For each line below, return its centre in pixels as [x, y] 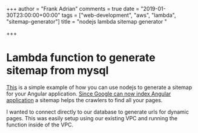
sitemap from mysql [58, 70]
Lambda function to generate [81, 58]
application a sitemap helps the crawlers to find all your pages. [84, 100]
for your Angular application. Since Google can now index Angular [89, 94]
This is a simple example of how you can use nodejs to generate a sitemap [99, 87]
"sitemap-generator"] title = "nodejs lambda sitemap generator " [87, 21]
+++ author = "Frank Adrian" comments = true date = [73, 9]
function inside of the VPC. [40, 125]
